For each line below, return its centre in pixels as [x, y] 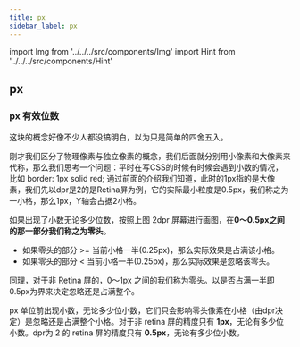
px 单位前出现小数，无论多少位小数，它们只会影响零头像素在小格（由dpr [142, 310]
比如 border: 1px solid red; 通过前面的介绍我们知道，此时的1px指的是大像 [142, 179]
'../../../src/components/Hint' [61, 61]
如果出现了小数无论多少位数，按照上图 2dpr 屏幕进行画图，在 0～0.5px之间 [147, 220]
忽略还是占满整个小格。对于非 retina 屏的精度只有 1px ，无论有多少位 [158, 322]
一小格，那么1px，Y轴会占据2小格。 [75, 201]
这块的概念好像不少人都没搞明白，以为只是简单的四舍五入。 [119, 137]
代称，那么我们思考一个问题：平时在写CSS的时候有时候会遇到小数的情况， [146, 167]
